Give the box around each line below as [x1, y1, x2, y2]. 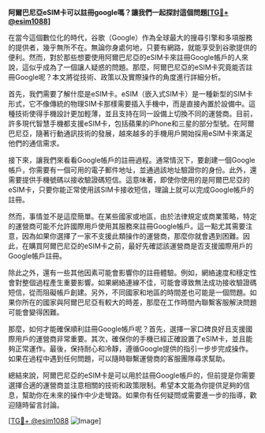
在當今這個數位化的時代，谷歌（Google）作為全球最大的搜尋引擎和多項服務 [8, 33, 253, 42]
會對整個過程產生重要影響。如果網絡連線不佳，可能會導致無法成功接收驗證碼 [8, 278, 257, 287]
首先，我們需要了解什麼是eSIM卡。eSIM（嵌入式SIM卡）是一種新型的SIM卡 [8, 89, 253, 98]
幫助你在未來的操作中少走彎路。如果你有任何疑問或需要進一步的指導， [21, 390, 250, 400]
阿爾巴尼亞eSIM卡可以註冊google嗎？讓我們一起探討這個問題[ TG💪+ [8, 8, 229, 17]
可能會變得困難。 [8, 307, 64, 317]
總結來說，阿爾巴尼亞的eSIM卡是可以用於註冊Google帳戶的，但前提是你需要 [8, 371, 256, 380]
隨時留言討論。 [14, 401, 64, 409]
